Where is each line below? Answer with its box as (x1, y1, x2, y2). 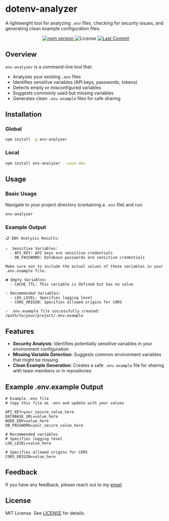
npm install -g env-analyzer (5, 137, 67, 142)
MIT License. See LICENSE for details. (5, 510, 85, 516)
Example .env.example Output (5, 383, 104, 391)
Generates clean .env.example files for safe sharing (12, 95, 121, 101)
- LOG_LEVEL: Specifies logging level (10, 295, 93, 300)
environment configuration (12, 346, 69, 352)
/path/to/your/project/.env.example (5, 313, 83, 318)
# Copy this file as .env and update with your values (5, 400, 125, 406)
